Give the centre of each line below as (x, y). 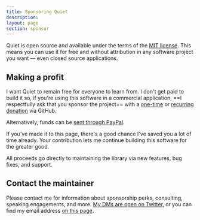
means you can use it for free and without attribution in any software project (100, 52)
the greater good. (28, 147)
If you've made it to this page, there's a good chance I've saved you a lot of (99, 134)
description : (22, 17)
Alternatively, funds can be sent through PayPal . (65, 122)
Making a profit (35, 77)
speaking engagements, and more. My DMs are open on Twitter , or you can (99, 204)
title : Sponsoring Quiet (37, 12)
